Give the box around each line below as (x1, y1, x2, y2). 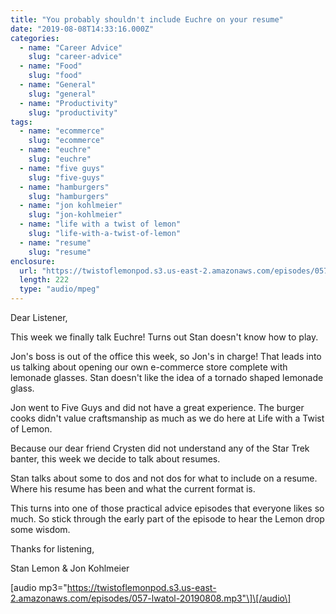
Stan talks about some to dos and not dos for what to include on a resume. (10, 472, 318, 484)
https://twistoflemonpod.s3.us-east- (66, 582, 217, 593)
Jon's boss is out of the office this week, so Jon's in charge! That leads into (10, 351, 322, 362)
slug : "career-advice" (28, 52, 123, 62)
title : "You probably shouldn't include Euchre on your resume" (10, 14, 284, 25)
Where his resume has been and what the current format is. (10, 483, 256, 495)
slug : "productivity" (28, 107, 118, 118)
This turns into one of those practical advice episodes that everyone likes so (10, 502, 325, 514)
